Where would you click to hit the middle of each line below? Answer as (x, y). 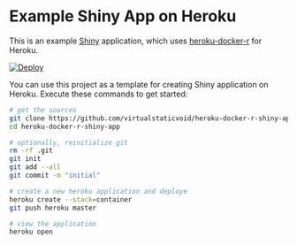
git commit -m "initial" (55, 176)
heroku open (31, 232)
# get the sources (43, 110)
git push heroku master (53, 208)
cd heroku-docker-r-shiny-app (65, 126)
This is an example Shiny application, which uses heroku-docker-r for (136, 41)
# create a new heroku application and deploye (99, 191)
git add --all (35, 167)
